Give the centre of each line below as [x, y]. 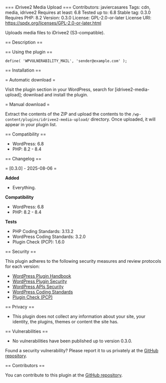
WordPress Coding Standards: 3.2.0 [49, 236]
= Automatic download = [30, 80]
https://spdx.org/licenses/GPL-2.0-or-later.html [53, 23]
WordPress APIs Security [38, 287]
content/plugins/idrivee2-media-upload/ [48, 120]
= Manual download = [28, 104]
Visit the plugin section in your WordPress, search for [59, 89]
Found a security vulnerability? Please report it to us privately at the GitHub [82, 350]
